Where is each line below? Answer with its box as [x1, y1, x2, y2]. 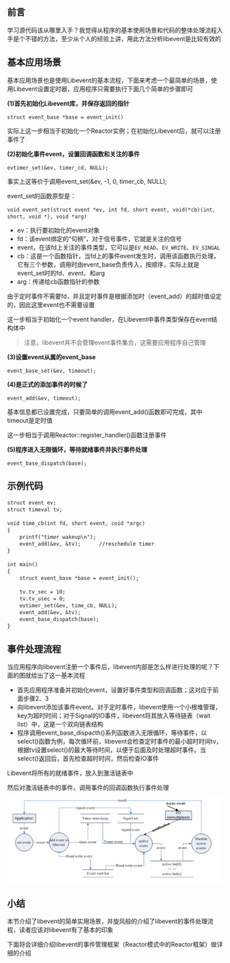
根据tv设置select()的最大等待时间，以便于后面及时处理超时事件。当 [16, 746, 207, 754]
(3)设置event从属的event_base [7, 352, 96, 361]
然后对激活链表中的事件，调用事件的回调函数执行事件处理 [7, 783, 169, 792]
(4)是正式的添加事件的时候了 [7, 380, 88, 389]
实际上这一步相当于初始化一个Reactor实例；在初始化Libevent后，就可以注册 [7, 126, 221, 135]
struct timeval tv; [7, 507, 63, 513]
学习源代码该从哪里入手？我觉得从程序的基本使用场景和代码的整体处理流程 [7, 26, 217, 34]
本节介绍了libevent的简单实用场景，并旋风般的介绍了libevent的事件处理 [7, 917, 207, 925]
